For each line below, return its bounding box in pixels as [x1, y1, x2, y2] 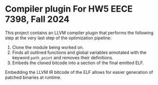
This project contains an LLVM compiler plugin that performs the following [5, 30, 154, 35]
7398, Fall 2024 [5, 14, 70, 25]
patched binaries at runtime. [5, 74, 62, 80]
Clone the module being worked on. [12, 44, 84, 50]
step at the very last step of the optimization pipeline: [5, 35, 112, 41]
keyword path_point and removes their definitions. [12, 54, 113, 60]
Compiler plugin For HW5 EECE [5, 3, 133, 15]
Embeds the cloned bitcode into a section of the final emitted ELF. [12, 60, 144, 66]
